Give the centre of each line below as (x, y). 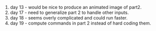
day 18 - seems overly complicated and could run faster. (69, 18)
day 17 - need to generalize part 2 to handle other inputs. (69, 12)
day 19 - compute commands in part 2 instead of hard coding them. (81, 23)
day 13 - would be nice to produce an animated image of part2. (76, 7)
